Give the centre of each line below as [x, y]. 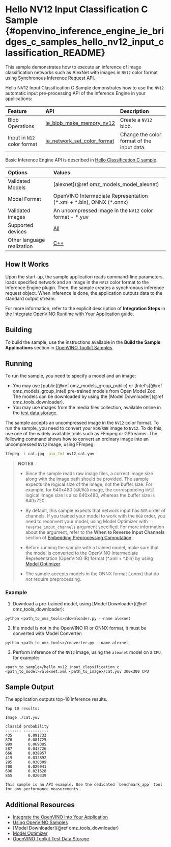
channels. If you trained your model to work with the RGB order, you [95, 516]
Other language [26, 240]
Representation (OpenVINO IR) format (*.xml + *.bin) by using [89, 558]
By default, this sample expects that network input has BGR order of [95, 511]
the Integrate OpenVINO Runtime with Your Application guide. [70, 314]
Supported [21, 225]
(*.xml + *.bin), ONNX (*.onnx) [91, 202]
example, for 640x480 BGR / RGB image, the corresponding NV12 [90, 490]
